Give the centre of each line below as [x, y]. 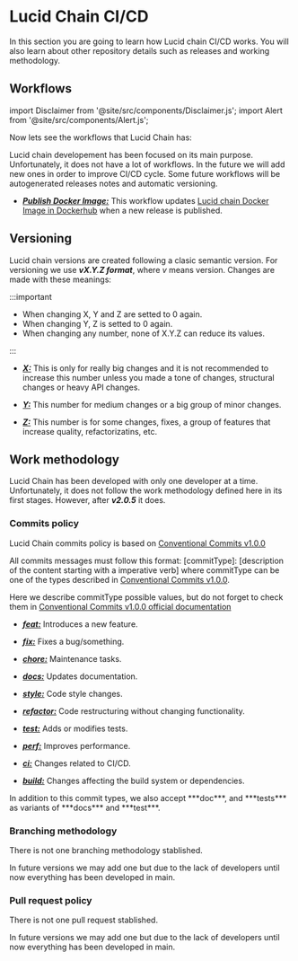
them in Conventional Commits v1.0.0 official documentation [120, 606]
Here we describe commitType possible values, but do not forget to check [146, 597]
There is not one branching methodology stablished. [106, 850]
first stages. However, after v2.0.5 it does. [88, 500]
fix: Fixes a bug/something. [73, 641]
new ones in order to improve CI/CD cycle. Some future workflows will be [145, 173]
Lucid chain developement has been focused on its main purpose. [131, 154]
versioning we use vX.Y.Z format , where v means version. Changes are [142, 269]
